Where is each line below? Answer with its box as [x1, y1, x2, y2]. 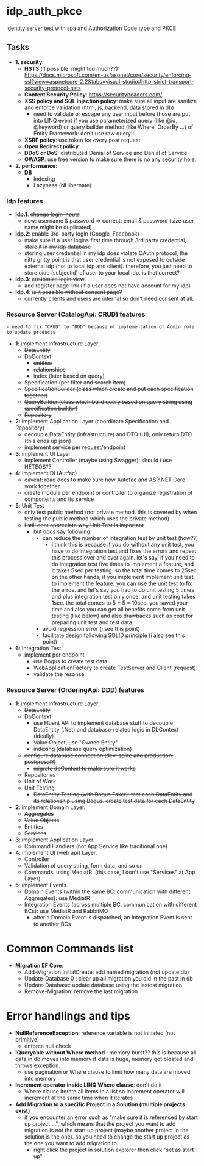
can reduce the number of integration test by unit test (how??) [42, 534, 199, 542]
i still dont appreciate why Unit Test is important [24, 522, 144, 529]
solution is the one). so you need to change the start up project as [24, 1133, 190, 1140]
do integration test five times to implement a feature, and [51, 560, 194, 568]
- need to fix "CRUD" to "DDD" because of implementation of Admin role [6, 324, 195, 330]
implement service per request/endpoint [24, 444, 126, 451]
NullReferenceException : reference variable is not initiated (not [15, 1029, 175, 1037]
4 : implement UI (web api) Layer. [15, 849, 97, 856]
